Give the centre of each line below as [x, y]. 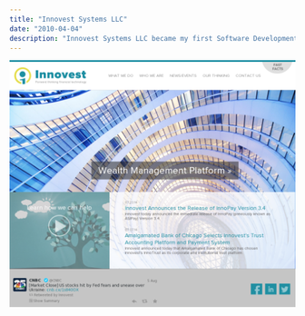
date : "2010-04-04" [46, 29]
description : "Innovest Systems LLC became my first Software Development [154, 38]
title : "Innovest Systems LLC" [69, 19]
